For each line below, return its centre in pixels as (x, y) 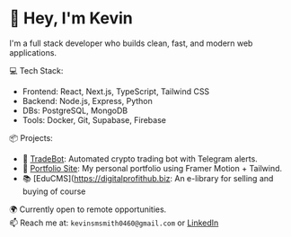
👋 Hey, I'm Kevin (71, 18)
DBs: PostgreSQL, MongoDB (75, 110)
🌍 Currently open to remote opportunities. (88, 209)
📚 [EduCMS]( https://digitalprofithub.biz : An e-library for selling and (148, 178)
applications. (33, 52)
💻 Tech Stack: (36, 70)
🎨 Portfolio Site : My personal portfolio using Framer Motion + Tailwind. (152, 168)
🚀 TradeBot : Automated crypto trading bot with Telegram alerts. (140, 158)
